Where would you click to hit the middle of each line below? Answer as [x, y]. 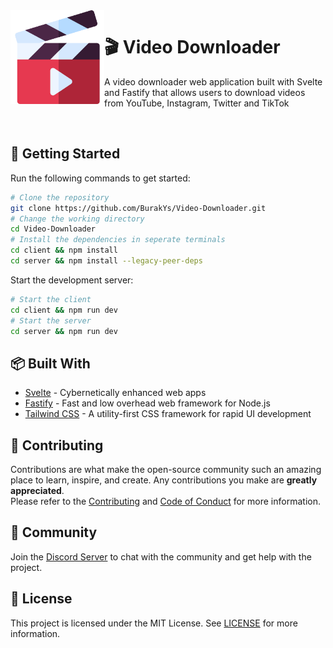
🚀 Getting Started [65, 154]
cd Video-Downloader [53, 229]
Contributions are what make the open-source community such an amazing [166, 469]
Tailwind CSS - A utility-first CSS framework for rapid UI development [168, 414]
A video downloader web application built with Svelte [213, 81]
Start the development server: [72, 280]
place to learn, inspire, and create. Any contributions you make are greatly [164, 480]
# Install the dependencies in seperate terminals [118, 240]
